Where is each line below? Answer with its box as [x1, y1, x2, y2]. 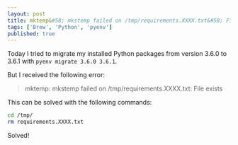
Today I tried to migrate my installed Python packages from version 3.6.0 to [7, 50, 227, 58]
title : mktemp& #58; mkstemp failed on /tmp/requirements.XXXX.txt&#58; [7, 17, 223, 24]
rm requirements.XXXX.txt [7, 118, 84, 126]
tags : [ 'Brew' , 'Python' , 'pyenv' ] [7, 23, 113, 30]
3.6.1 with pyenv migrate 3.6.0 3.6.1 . [7, 57, 118, 66]
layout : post [7, 10, 46, 18]
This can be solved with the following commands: [7, 98, 152, 107]
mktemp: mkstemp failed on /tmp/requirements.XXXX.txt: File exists [24, 84, 223, 93]
